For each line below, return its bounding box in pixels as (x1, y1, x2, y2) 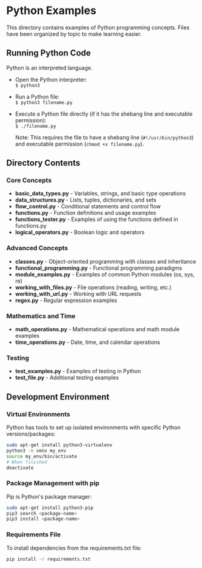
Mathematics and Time (6, 312, 76, 320)
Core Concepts (6, 176, 52, 184)
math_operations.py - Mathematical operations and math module (15, 326, 180, 333)
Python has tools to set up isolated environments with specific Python (6, 424, 181, 431)
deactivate (6, 465, 34, 471)
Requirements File (6, 530, 61, 539)
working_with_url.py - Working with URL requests (15, 290, 142, 297)
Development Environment (6, 391, 110, 402)
